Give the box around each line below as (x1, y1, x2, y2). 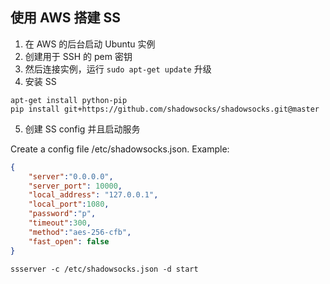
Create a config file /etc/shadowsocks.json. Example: (10, 143, 230, 155)
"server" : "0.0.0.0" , (28, 171, 114, 182)
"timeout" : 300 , (28, 218, 92, 228)
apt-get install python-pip (10, 95, 128, 105)
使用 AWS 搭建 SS (10, 9, 122, 27)
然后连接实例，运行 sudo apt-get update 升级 (24, 63, 212, 75)
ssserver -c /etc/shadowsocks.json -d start (10, 264, 199, 274)
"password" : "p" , (28, 209, 97, 219)
